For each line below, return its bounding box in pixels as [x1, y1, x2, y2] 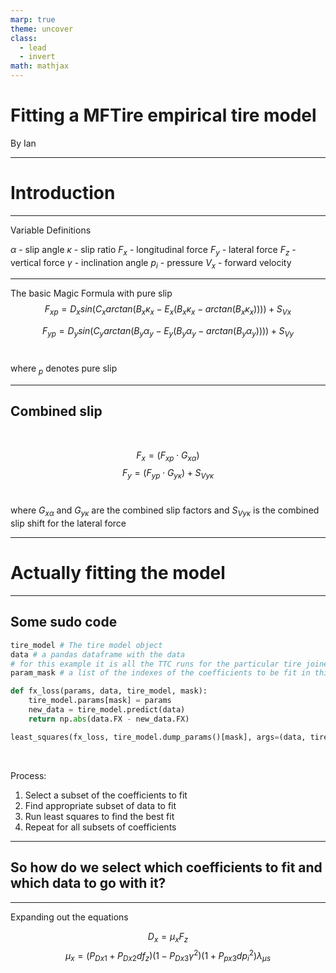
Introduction [10, 182, 116, 205]
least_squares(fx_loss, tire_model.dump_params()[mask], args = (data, [10, 732, 307, 742]
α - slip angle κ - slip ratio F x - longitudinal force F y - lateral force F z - [10, 243, 297, 258]
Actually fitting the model [10, 562, 226, 585]
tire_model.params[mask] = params [28, 696, 172, 706]
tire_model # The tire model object [10, 640, 163, 650]
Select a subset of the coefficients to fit [24, 789, 188, 801]
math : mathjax [10, 61, 70, 71]
